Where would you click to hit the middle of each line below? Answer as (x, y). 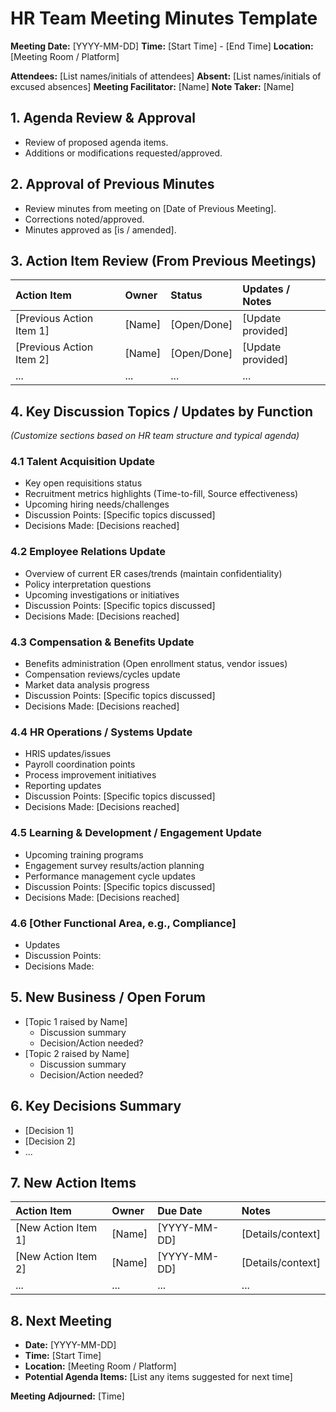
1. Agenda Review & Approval (103, 118)
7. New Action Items (73, 1182)
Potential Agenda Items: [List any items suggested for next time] (158, 1377)
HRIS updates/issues (68, 754)
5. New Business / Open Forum (108, 997)
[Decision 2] (50, 1141)
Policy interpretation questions (88, 584)
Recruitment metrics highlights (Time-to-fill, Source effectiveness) (161, 494)
